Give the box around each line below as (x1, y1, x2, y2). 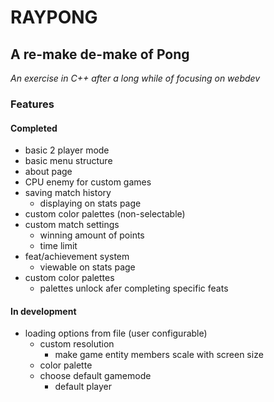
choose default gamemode (39, 370, 152, 382)
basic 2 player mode (24, 144, 110, 156)
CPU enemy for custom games (24, 176, 152, 188)
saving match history (24, 187, 112, 199)
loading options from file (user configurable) (24, 327, 208, 340)
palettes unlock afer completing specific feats (39, 282, 229, 295)
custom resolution (39, 338, 115, 350)
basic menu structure (24, 155, 113, 167)
